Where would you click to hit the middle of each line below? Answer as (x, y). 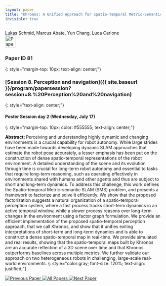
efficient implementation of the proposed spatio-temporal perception (75, 222)
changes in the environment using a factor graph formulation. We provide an (83, 216)
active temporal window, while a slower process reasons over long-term (78, 211)
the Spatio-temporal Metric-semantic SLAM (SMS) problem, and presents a (82, 190)
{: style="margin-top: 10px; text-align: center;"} (53, 69)
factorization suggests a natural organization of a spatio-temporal (72, 200)
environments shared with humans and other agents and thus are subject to (82, 179)
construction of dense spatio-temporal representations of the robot (74, 158)
